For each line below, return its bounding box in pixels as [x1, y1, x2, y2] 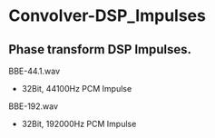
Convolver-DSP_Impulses [8, 5, 206, 26]
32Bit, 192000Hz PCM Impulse [21, 119, 137, 129]
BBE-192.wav [8, 101, 59, 112]
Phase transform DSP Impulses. [8, 42, 192, 57]
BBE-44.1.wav [8, 65, 61, 76]
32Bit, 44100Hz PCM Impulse [21, 84, 132, 94]
